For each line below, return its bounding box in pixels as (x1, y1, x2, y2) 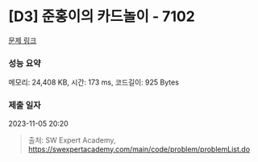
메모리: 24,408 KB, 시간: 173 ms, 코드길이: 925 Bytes (8, 77, 180, 87)
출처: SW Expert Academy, (27, 135, 116, 145)
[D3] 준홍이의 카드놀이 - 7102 (8, 7, 195, 26)
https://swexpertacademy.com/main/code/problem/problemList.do (27, 144, 251, 154)
